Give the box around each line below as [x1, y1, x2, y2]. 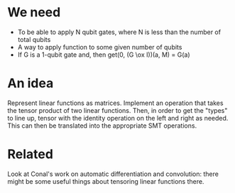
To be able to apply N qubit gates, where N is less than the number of [17, 28, 222, 36]
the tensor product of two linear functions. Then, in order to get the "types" [7, 106, 228, 114]
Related [7, 146, 53, 162]
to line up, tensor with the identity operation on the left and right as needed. [7, 114, 229, 122]
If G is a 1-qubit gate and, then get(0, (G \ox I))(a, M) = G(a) [17, 50, 190, 59]
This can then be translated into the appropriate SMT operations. [7, 121, 197, 130]
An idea [7, 75, 54, 92]
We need [7, 4, 61, 21]
